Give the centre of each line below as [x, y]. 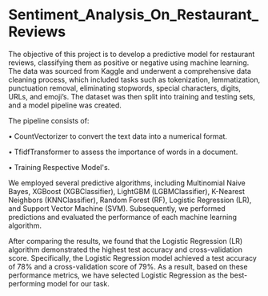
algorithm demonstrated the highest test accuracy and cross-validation [125, 249]
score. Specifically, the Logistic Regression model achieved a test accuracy [133, 257]
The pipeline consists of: [49, 120]
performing [27, 283]
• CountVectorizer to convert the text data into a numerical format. [118, 136]
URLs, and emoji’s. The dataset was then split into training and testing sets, [132, 96]
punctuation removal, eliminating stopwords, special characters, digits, [125, 88]
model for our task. [78, 283]
